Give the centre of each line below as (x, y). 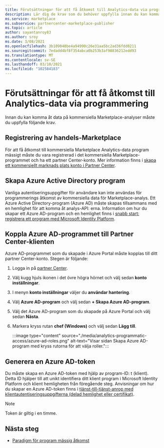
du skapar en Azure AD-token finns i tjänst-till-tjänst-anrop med (69, 389)
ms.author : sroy (21, 37)
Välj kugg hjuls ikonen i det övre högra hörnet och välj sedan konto (80, 278)
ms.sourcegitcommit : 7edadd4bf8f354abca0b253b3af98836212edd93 (71, 51)
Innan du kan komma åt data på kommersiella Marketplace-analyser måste (80, 117)
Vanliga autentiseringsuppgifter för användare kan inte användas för (73, 192)
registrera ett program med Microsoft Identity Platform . (60, 218)
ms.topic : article (24, 28)
